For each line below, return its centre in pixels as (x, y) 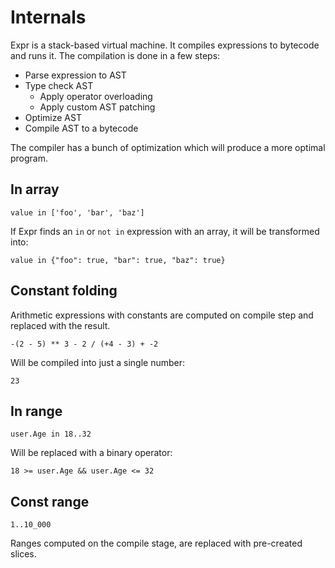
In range (36, 411)
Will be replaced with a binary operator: (91, 453)
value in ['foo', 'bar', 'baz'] (77, 212)
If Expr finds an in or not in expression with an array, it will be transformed (165, 231)
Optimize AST (53, 117)
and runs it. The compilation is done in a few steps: (115, 55)
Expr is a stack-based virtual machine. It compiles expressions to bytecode (165, 45)
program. (29, 158)
